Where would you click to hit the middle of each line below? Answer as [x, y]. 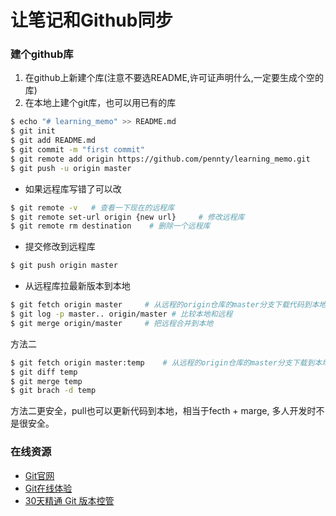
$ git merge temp [46, 381]
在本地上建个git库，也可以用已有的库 [100, 103]
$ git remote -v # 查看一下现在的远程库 [92, 207]
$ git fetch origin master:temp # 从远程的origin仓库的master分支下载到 [162, 362]
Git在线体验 [48, 488]
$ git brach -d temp [53, 391]
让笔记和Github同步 [91, 20]
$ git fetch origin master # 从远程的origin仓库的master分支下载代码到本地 [168, 305]
